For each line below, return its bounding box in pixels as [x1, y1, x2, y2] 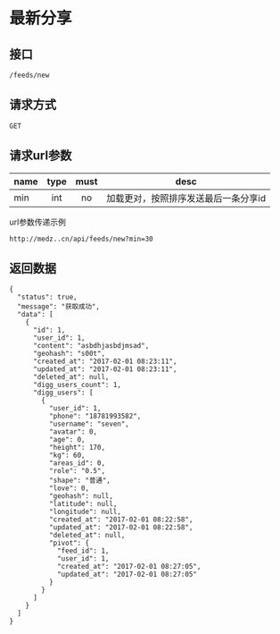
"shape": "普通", [48, 476, 111, 486]
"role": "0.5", [48, 467, 105, 476]
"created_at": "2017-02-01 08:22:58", [48, 515, 194, 524]
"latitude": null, [48, 500, 118, 509]
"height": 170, [48, 444, 105, 452]
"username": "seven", [48, 419, 129, 429]
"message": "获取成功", [17, 302, 101, 311]
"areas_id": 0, [48, 459, 105, 468]
